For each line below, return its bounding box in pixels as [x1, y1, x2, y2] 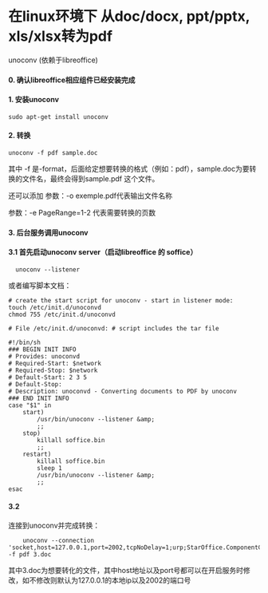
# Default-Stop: [8, 380, 62, 388]
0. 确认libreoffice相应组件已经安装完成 [8, 75, 136, 85]
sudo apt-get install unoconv [8, 113, 109, 121]
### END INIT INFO [8, 394, 69, 402]
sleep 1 [37, 464, 62, 472]
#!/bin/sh [8, 338, 41, 346]
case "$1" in [8, 401, 52, 409]
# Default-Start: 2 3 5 [8, 373, 88, 381]
